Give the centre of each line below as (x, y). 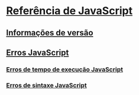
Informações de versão (50, 33)
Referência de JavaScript (69, 11)
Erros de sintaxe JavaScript (46, 85)
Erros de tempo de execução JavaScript (64, 69)
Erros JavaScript (38, 52)
